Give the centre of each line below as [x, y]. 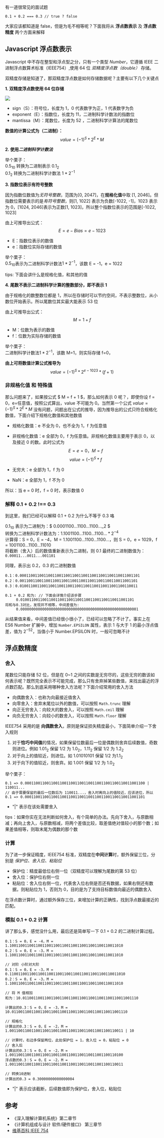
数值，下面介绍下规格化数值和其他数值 [43, 415]
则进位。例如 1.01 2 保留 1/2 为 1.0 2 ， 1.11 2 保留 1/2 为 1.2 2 [68, 749]
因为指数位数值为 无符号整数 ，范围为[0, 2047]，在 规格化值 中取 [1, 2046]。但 [82, 195]
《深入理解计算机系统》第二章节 [44, 1118]
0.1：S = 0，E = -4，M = [29, 942]
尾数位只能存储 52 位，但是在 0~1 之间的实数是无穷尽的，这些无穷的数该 [78, 675]
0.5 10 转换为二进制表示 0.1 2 [32, 167]
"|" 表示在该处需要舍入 [35, 806]
